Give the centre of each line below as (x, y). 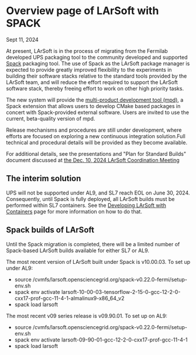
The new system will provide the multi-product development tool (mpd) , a (95, 100)
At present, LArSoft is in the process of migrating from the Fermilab (87, 51)
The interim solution (44, 178)
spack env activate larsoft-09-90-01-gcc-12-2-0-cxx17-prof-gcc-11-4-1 (101, 340)
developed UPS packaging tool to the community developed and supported (97, 57)
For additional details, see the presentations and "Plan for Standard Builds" (96, 153)
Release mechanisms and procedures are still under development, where (94, 130)
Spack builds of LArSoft (50, 230)
